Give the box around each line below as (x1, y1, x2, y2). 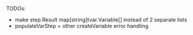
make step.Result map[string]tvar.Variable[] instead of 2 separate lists (14, 16, 187, 23)
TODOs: (6, 5, 26, 12)
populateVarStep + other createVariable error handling (14, 23, 149, 29)
